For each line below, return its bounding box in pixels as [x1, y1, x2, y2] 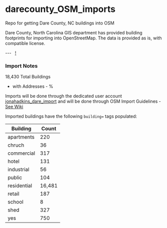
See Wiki [5, 104, 23, 110]
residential [7, 182, 32, 189]
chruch [7, 142, 24, 149]
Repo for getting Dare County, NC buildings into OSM [5, 20, 115, 26]
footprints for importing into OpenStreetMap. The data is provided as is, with [5, 35, 162, 41]
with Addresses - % [12, 83, 53, 89]
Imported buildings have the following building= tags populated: [5, 113, 137, 119]
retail [7, 191, 20, 198]
